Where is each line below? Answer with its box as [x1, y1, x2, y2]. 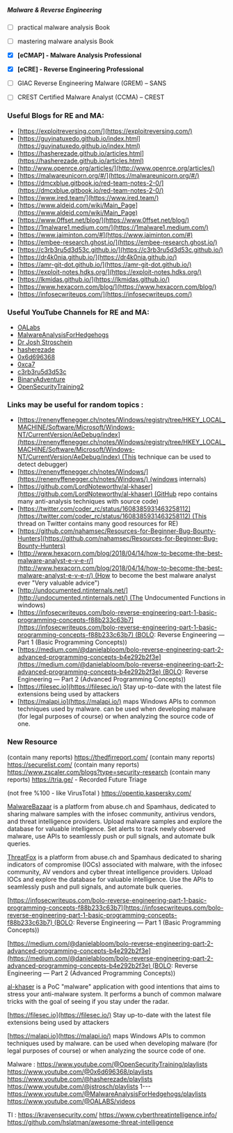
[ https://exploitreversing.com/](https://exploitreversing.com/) [17, 126, 193, 135]
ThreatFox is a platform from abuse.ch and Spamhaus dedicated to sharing [7, 853, 223, 861]
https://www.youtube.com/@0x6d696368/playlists [7, 1067, 153, 1076]
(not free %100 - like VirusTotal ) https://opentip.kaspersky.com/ [7, 788, 192, 797]
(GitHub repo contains [154, 490, 218, 498]
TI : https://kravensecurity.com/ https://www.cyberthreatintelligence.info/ [7, 1110, 218, 1119]
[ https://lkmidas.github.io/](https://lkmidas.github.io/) [17, 275, 170, 283]
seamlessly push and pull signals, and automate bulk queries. [7, 883, 183, 891]
